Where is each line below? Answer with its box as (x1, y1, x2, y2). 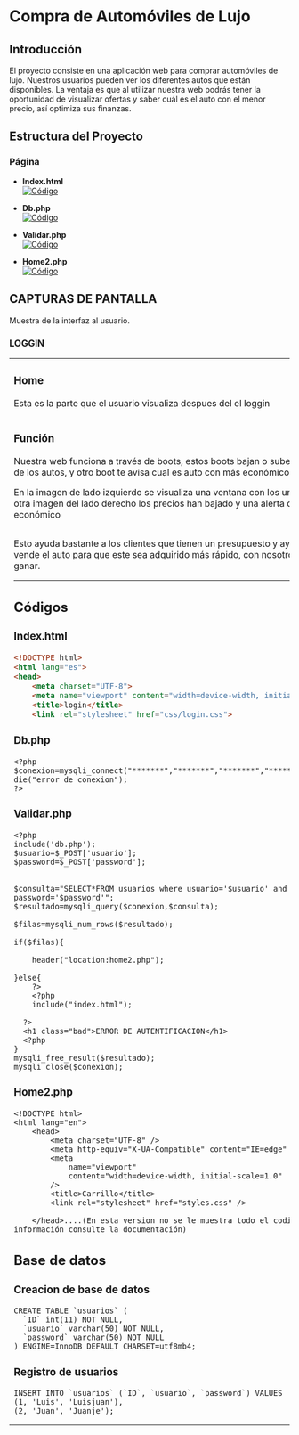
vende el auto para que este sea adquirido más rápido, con (13, 548, 260, 560)
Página (9, 156, 40, 168)
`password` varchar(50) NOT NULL (22, 1333, 165, 1342)
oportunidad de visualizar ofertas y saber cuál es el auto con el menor (9, 94, 266, 104)
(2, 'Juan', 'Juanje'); (13, 1406, 115, 1416)
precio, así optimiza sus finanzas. (9, 103, 132, 113)
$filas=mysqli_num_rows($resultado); (13, 919, 174, 929)
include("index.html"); (31, 999, 133, 1009)
